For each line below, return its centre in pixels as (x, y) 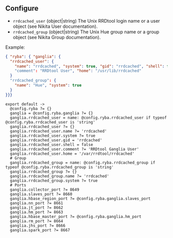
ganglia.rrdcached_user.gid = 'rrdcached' (56, 140)
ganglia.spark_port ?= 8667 (40, 230)
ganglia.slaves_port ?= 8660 (41, 194)
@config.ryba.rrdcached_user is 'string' (50, 122)
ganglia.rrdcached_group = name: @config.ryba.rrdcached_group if (83, 162)
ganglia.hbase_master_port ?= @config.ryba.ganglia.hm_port (76, 216)
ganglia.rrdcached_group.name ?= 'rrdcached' (60, 176)
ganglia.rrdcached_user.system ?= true (53, 136)
